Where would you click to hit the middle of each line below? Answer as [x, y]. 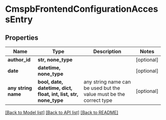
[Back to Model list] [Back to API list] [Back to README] [62, 112]
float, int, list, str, [58, 94]
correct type [98, 100]
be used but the [102, 88]
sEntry [19, 19]
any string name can [107, 82]
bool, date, [50, 82]
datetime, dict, [55, 88]
